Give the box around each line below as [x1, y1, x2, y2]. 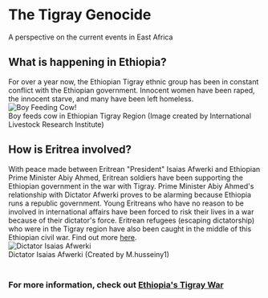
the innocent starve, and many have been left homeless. [8, 94, 194, 104]
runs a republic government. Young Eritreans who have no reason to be [8, 198, 245, 208]
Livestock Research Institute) [8, 119, 104, 129]
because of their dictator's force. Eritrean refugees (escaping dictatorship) [8, 215, 255, 225]
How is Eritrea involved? [8, 143, 132, 157]
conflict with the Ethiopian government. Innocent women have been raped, [8, 85, 255, 95]
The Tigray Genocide [8, 6, 152, 24]
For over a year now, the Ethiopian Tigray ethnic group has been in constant [8, 76, 259, 86]
